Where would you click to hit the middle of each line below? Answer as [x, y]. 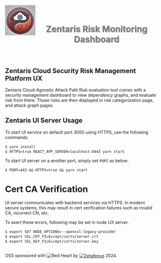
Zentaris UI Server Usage [44, 121]
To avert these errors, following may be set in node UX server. [67, 222]
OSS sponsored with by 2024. [61, 255]
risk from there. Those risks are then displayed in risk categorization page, [79, 100]
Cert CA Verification [47, 189]
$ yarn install [20, 147]
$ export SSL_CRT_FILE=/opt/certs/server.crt [52, 236]
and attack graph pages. [30, 105]
